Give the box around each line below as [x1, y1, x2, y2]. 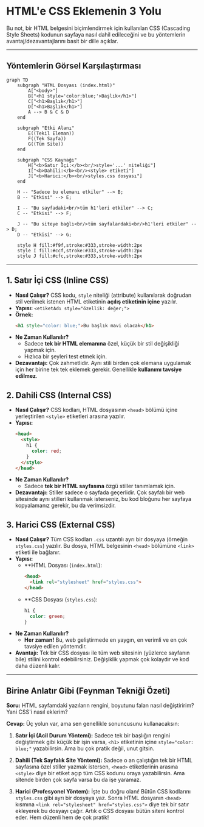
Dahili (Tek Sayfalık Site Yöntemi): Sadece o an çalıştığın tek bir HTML [15, 757, 193, 764]
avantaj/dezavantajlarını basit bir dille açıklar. [6, 37, 118, 44]
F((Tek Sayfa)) [28, 135, 67, 141]
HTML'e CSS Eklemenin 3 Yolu [6, 4, 162, 18]
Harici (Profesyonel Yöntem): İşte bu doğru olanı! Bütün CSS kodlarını [15, 788, 191, 795]
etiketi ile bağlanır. [15, 548, 61, 556]
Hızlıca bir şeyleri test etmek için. [24, 353, 107, 360]
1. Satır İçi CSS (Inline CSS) [6, 275, 109, 286]
